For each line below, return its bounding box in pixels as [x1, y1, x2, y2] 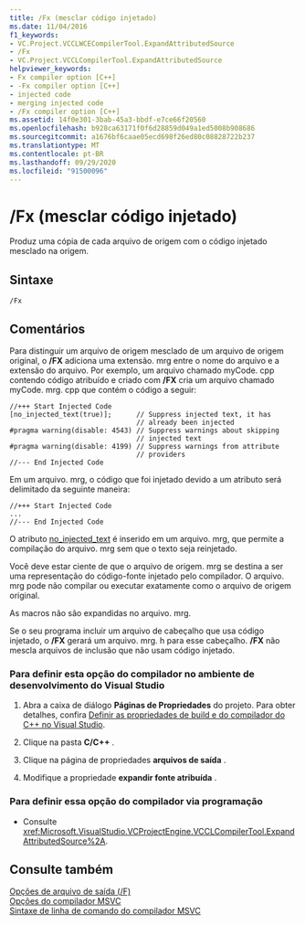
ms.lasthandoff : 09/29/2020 [9, 157, 117, 167]
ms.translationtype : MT [9, 141, 100, 150]
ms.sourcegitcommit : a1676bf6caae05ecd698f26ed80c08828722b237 [9, 133, 256, 142]
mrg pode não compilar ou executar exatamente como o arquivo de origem [9, 579, 292, 590]
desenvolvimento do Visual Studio [9, 678, 165, 691]
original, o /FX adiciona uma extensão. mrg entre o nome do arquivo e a [9, 355, 280, 366]
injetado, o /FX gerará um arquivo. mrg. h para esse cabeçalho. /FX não [9, 634, 280, 645]
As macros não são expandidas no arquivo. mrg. [9, 607, 192, 618]
